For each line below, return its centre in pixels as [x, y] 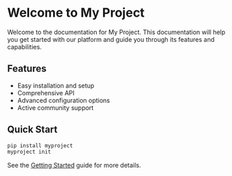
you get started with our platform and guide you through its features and [111, 39]
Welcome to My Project [76, 13]
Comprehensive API [46, 93]
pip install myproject [40, 145]
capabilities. [24, 47]
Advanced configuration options [63, 100]
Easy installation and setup [56, 86]
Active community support [55, 107]
